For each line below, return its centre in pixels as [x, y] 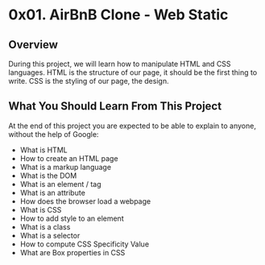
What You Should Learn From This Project [115, 106]
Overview [33, 45]
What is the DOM [48, 176]
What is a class [45, 226]
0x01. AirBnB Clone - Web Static [118, 15]
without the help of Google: [54, 134]
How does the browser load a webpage [85, 201]
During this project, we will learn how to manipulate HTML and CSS [120, 64]
